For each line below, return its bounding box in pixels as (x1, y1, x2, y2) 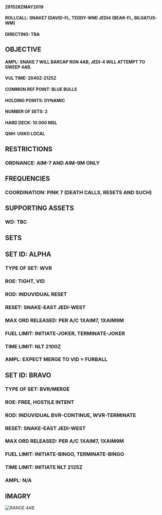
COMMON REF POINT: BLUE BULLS (5, 86, 77, 92)
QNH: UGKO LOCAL (5, 131, 45, 137)
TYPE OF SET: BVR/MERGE (5, 386, 70, 392)
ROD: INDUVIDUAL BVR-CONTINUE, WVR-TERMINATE (5, 411, 136, 418)
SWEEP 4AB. (5, 64, 32, 70)
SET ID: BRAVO (5, 371, 52, 379)
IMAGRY (5, 492, 31, 500)
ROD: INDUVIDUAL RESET (5, 291, 67, 298)
